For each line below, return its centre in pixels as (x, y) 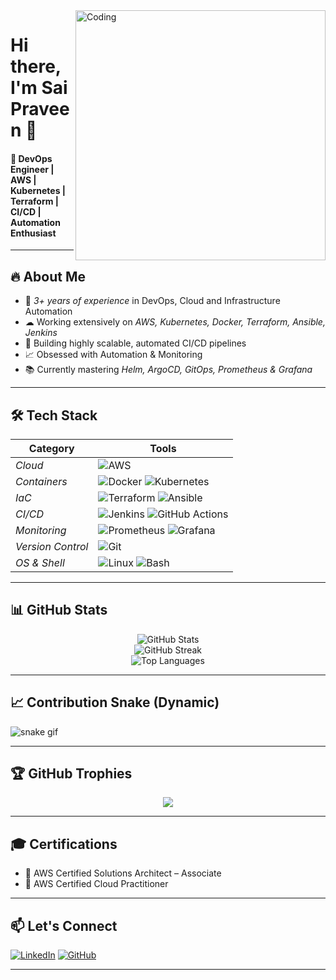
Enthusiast (33, 233)
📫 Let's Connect (64, 925)
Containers (41, 482)
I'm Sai (39, 88)
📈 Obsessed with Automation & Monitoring (113, 355)
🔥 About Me (48, 276)
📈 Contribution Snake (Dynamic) (115, 702)
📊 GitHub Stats (59, 610)
